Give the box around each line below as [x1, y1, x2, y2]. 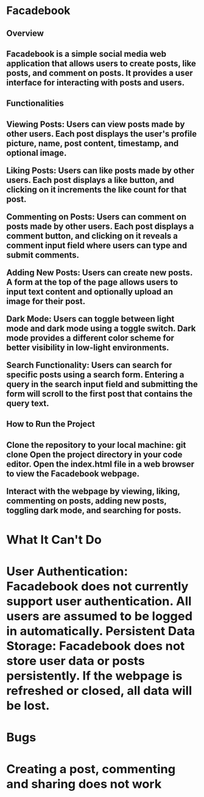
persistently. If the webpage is [6, 667, 183, 683]
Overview [6, 28, 44, 39]
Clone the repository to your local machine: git [6, 440, 186, 450]
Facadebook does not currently [6, 578, 189, 594]
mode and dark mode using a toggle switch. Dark [6, 323, 196, 333]
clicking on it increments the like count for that [6, 184, 187, 195]
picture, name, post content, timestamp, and [6, 138, 179, 149]
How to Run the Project [6, 419, 96, 429]
